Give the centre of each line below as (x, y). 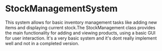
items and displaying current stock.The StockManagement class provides (80, 27)
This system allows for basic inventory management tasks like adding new (81, 22)
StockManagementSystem (61, 9)
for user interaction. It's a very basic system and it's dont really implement (81, 38)
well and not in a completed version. (42, 43)
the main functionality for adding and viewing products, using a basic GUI (80, 33)
